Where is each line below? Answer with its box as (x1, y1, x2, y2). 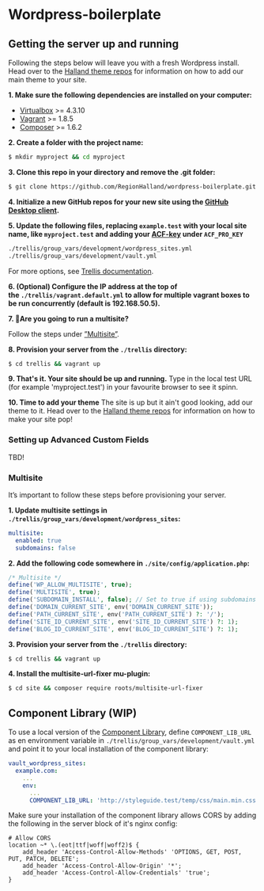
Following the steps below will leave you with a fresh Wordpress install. (8, 58, 239, 67)
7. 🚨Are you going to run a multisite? (8, 314, 129, 323)
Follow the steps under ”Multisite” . (8, 329, 120, 338)
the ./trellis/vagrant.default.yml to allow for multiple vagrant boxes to (8, 290, 251, 299)
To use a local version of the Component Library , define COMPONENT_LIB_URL (8, 727, 252, 737)
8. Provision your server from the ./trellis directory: (8, 345, 187, 354)
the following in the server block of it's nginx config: (8, 819, 178, 828)
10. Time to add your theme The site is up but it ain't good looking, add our (8, 398, 253, 407)
